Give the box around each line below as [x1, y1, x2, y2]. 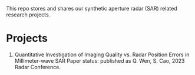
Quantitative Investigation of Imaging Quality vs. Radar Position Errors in [14, 51, 190, 58]
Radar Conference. [14, 63, 61, 70]
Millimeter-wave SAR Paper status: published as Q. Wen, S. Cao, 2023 [14, 57, 185, 64]
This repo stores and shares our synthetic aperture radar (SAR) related [6, 5, 178, 12]
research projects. [6, 11, 51, 18]
